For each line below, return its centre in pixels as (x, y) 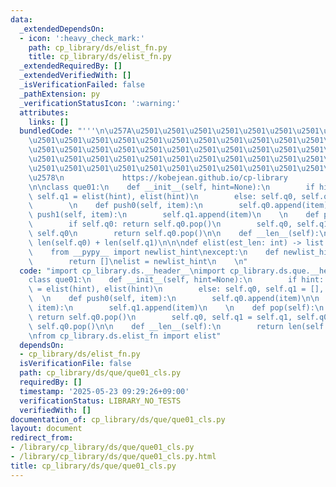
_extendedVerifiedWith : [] (75, 76)
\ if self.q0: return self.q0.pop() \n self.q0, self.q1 (178, 224)
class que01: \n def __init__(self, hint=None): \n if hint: (176, 280)
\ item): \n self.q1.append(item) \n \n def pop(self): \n (176, 308)
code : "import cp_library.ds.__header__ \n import (122, 271)
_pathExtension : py (60, 94)
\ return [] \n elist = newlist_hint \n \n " (138, 261)
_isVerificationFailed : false (82, 85)
